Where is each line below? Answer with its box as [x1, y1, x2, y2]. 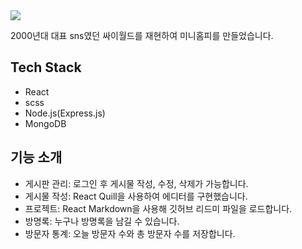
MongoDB [24, 117, 67, 129]
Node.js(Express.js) [24, 107, 106, 119]
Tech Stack [10, 59, 82, 76]
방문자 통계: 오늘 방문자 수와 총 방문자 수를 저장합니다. [24, 227, 236, 239]
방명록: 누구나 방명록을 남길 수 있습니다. [24, 215, 180, 227]
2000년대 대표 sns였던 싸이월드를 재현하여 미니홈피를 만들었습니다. [10, 30, 274, 41]
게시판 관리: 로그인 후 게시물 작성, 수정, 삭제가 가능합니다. [24, 177, 249, 189]
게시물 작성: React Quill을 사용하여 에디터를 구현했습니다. [24, 190, 248, 202]
